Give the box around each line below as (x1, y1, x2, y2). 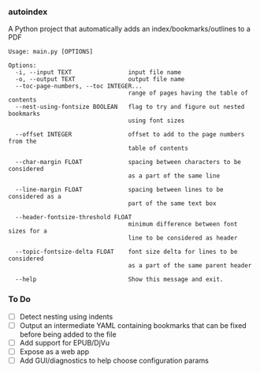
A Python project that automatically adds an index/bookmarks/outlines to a (8, 24, 251, 34)
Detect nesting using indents (19, 311, 113, 321)
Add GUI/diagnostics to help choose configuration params (19, 356, 209, 365)
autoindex (8, 6, 48, 17)
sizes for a (8, 227, 47, 235)
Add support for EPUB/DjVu (19, 338, 110, 347)
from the (8, 137, 37, 146)
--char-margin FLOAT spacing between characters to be (15, 159, 242, 166)
